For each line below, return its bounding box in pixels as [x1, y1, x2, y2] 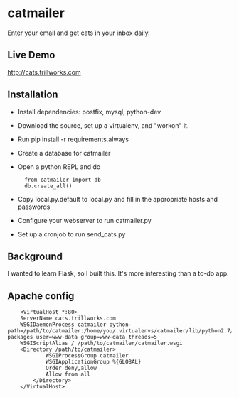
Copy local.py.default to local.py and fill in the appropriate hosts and [17, 195, 218, 203]
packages [7, 334, 33, 341]
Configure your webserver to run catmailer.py [17, 216, 152, 224]
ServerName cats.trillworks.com [20, 315, 116, 322]
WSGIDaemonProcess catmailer [20, 321, 107, 328]
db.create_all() [24, 183, 73, 190]
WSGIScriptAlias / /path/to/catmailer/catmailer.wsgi [20, 339, 183, 347]
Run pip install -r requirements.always [17, 135, 129, 143]
